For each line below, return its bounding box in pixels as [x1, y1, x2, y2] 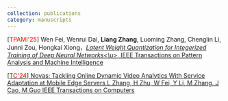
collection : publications [7, 10, 81, 17]
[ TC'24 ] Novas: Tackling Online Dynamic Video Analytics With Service [7, 71, 205, 79]
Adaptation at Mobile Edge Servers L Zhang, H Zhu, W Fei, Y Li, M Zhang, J [7, 78, 219, 87]
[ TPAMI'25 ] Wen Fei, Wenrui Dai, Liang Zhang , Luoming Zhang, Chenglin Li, [7, 35, 221, 43]
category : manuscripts [7, 16, 72, 23]
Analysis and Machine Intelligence [7, 58, 104, 66]
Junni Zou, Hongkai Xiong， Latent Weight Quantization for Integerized [7, 43, 207, 51]
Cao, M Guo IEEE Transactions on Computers [7, 86, 135, 94]
